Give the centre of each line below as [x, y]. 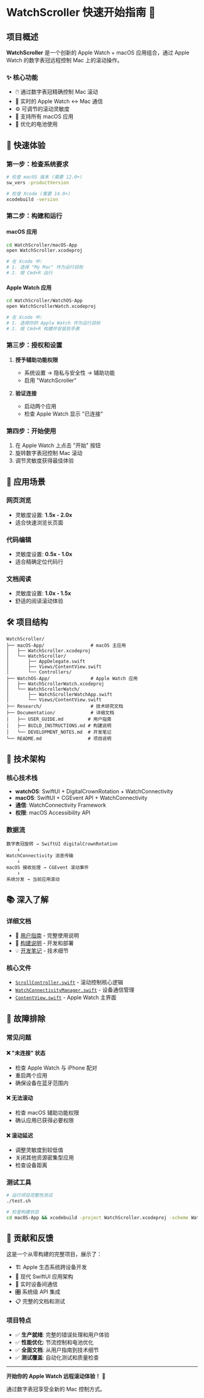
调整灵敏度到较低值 [39, 1150]
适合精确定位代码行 [39, 562]
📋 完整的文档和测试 [40, 1301]
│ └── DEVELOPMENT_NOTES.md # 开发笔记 [59, 732]
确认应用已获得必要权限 [44, 1120]
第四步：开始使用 [31, 431]
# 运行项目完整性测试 [29, 1195]
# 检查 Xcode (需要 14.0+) [39, 193]
